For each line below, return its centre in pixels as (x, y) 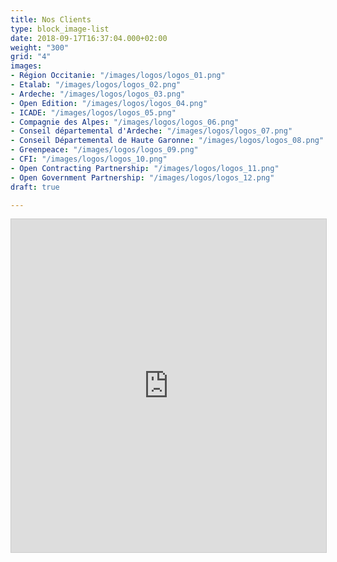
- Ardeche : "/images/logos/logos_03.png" (98, 94)
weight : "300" (40, 47)
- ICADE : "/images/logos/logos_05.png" (93, 112)
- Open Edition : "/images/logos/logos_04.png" (109, 103)
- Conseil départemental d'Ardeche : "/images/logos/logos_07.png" (151, 131)
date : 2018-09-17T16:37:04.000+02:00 (89, 38)
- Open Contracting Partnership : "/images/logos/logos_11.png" (145, 168)
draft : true (35, 187)
